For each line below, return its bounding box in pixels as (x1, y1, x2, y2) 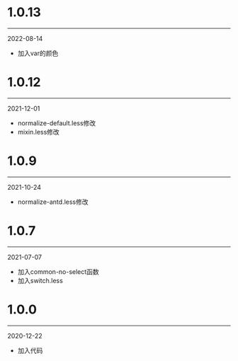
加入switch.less (17, 276, 64, 285)
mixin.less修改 (17, 127, 60, 136)
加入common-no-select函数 (17, 267, 99, 276)
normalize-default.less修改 (17, 118, 96, 127)
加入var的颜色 (17, 49, 59, 57)
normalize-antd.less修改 (17, 197, 89, 206)
